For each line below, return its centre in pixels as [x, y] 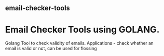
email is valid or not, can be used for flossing [51, 49]
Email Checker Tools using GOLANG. [82, 29]
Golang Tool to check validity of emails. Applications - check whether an [80, 43]
